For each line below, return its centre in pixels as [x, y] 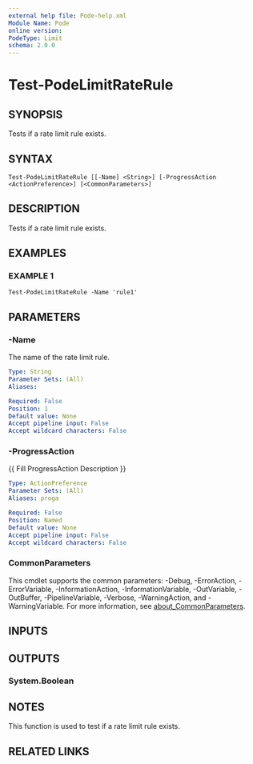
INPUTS [28, 632]
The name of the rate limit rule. [59, 358]
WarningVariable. [37, 606]
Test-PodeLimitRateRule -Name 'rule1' [73, 293]
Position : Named [35, 520]
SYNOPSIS [36, 114]
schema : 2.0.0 [32, 46]
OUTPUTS [34, 658]
